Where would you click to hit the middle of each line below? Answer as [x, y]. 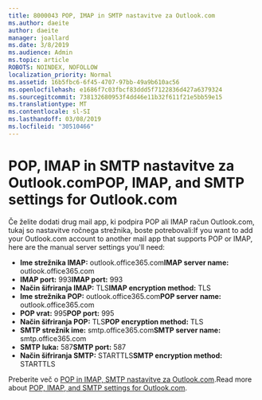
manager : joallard [39, 38]
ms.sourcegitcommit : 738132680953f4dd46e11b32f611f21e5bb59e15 [115, 97]
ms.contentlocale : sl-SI [49, 112]
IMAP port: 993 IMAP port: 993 [71, 279]
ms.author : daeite [39, 23]
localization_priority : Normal [60, 75]
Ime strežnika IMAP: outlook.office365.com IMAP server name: [124, 262]
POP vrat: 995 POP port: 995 [67, 313]
